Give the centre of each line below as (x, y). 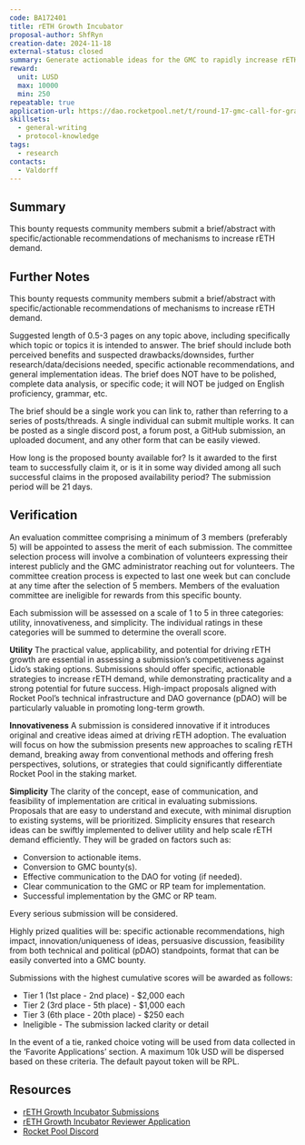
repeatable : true (42, 102)
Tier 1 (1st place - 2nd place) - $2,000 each (103, 995)
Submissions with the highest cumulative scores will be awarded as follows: (151, 978)
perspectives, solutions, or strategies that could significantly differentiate (146, 764)
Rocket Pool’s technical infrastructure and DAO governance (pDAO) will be (148, 698)
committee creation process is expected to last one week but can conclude (150, 576)
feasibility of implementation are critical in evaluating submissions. (133, 800)
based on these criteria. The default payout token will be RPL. (125, 1061)
